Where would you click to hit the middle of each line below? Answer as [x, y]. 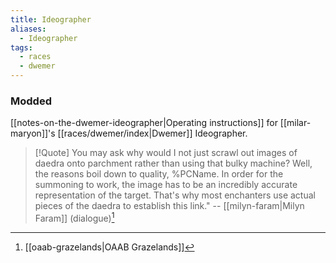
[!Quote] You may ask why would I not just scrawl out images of [166, 153]
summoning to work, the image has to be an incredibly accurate [166, 185]
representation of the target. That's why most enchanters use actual [175, 195]
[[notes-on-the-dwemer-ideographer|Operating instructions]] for [144, 123]
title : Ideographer [51, 19]
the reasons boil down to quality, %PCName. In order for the [159, 174]
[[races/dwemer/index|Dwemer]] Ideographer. [152, 133]
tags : [21, 47]
